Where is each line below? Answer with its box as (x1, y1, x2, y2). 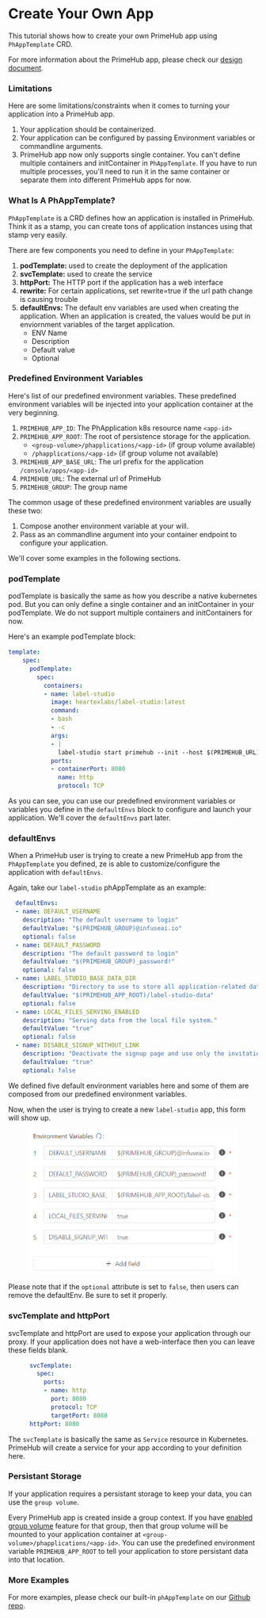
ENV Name (31, 328, 67, 338)
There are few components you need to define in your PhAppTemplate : (8, 245, 234, 254)
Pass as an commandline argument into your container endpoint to (19, 529, 237, 539)
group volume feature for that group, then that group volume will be (8, 1521, 228, 1530)
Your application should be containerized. (19, 124, 156, 135)
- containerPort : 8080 (50, 765, 126, 773)
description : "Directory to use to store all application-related (22, 983, 246, 991)
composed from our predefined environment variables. (8, 1089, 188, 1098)
